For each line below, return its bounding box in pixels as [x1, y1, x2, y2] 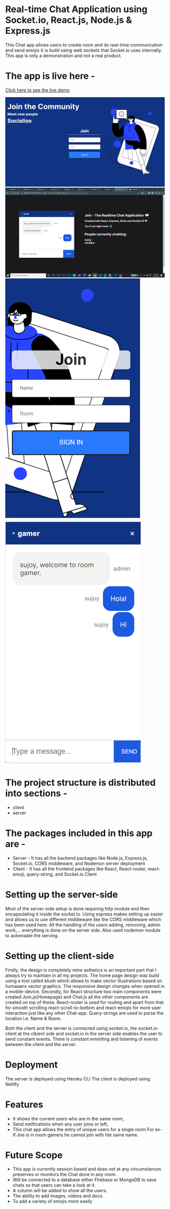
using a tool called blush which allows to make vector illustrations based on [5, 978, 162, 984]
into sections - [5, 788, 67, 799]
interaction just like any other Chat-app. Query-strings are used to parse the [5, 1010, 164, 1016]
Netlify [5, 1081, 19, 1087]
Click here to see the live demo [5, 87, 70, 93]
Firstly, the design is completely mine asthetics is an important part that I [5, 967, 157, 973]
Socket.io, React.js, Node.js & [5, 14, 133, 26]
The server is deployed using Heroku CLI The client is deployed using [5, 1075, 150, 1081]
